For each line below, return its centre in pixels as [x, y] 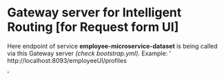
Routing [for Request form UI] [93, 27]
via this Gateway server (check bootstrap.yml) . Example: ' [89, 53]
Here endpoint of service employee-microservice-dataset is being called [113, 46]
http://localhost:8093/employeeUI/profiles [67, 60]
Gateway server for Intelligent [94, 13]
